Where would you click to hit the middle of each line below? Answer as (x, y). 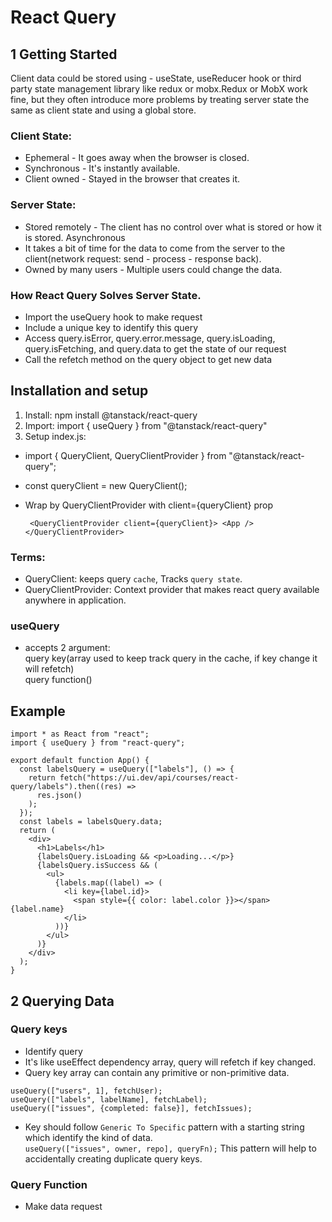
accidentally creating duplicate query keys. (113, 1158)
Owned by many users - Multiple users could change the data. (153, 269)
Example (38, 711)
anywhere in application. (75, 600)
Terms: (28, 557)
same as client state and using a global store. (103, 110)
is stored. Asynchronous (75, 237)
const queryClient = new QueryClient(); (106, 485)
